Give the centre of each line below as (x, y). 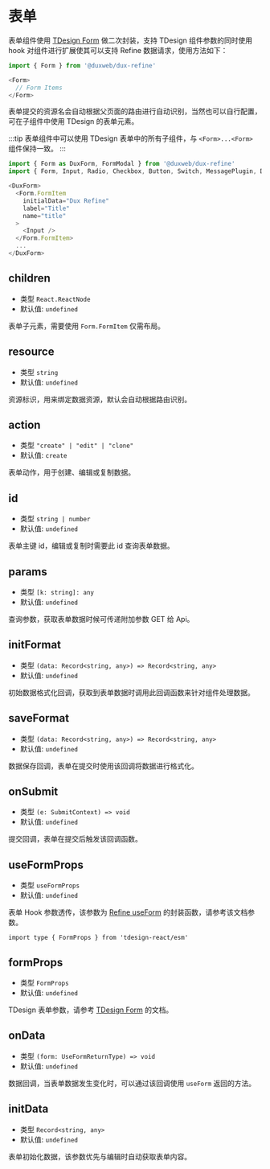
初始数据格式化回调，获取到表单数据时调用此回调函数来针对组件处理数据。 (131, 692)
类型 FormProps (45, 983)
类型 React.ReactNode (55, 298)
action (25, 424)
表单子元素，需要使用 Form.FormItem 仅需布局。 (86, 326)
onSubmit (33, 792)
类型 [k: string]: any (57, 592)
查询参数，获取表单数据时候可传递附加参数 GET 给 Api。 (101, 619)
